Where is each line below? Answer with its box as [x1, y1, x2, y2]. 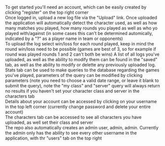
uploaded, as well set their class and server [5, 119, 94, 125]
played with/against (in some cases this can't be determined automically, [5, 31, 153, 36]
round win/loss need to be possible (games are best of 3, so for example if [5, 46, 156, 52]
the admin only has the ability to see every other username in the [5, 130, 137, 136]
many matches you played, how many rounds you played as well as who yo [5, 25, 158, 31]
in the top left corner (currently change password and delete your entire [5, 104, 151, 109]
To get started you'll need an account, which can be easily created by [5, 4, 147, 10]
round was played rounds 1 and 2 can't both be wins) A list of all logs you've [5, 51, 160, 57]
